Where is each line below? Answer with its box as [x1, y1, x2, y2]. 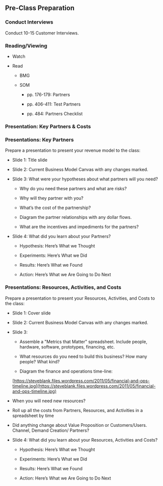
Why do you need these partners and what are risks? [19, 186, 127, 192]
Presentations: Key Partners [5, 136, 74, 143]
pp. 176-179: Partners [27, 91, 70, 98]
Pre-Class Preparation [5, 4, 75, 12]
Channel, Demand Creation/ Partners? [12, 427, 89, 433]
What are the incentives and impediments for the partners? [19, 224, 139, 230]
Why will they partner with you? [19, 195, 83, 201]
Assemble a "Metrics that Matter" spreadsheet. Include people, [19, 339, 147, 345]
